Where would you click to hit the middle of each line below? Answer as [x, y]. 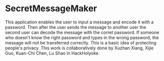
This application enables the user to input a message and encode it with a [80, 22]
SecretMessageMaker [51, 9]
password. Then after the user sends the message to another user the [76, 27]
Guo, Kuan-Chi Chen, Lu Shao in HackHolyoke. [52, 53]
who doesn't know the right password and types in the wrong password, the [82, 38]
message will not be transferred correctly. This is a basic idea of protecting [81, 42]
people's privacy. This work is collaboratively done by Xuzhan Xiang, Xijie [80, 48]
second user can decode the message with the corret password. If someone [82, 32]
